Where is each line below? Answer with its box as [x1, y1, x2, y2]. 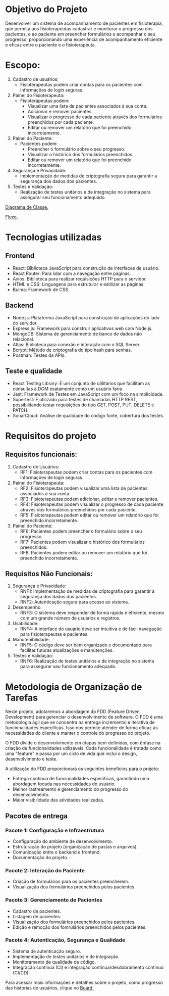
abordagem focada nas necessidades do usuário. [12, 781, 116, 787]
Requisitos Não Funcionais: [5, 570, 93, 578]
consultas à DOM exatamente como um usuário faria [12, 386, 122, 392]
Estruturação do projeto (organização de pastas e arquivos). [12, 843, 138, 849]
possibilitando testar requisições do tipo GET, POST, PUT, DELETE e [12, 402, 154, 408]
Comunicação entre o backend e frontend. [12, 849, 101, 855]
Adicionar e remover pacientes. [27, 108, 93, 114]
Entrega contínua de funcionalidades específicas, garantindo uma [12, 776, 150, 782]
